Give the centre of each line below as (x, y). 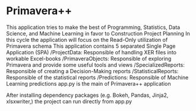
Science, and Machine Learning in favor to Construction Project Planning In (98, 33)
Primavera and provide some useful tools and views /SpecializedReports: (96, 65)
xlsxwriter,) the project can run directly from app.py (69, 101)
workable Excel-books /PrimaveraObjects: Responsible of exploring (89, 58)
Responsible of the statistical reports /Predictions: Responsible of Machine (97, 77)
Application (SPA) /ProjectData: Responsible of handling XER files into (91, 52)
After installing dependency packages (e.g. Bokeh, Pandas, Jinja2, (87, 95)
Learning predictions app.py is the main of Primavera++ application (88, 83)
